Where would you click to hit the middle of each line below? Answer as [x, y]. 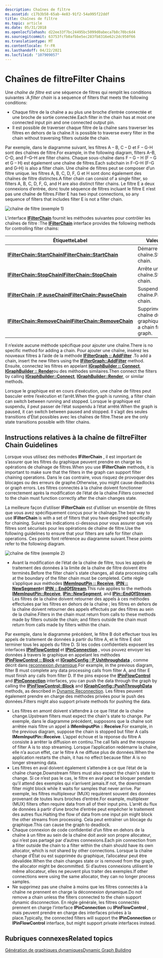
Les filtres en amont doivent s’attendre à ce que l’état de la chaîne [78, 711]
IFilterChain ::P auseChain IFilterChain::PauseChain [67, 295]
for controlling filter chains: [32, 228]
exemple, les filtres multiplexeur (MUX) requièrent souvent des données [84, 794]
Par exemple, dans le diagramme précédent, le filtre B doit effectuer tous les [81, 634]
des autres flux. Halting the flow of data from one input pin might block [82, 814]
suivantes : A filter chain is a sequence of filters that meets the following [77, 97]
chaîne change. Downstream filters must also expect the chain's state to [84, 773]
